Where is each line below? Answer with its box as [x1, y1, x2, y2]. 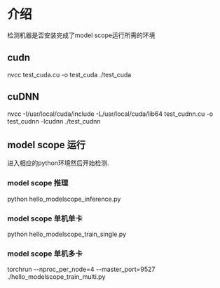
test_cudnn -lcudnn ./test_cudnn [7, 117, 101, 125]
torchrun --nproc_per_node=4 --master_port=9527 [7, 265, 156, 274]
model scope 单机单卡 [7, 214, 83, 223]
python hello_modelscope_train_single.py [7, 230, 127, 238]
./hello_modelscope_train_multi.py [7, 273, 106, 281]
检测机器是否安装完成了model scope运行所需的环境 [7, 31, 156, 39]
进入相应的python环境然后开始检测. [7, 159, 109, 167]
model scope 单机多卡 [7, 249, 83, 258]
